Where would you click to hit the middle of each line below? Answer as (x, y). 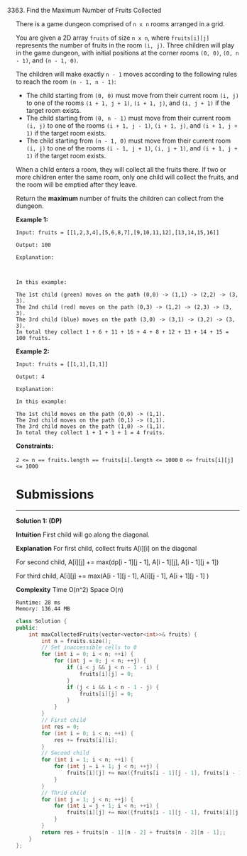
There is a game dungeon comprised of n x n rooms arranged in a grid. (120, 24)
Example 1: (32, 220)
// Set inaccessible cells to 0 (89, 648)
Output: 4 (31, 377)
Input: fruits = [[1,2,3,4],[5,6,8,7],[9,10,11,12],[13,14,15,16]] (118, 233)
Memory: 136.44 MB (43, 609)
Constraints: (35, 446)
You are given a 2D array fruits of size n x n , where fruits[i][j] (112, 38)
